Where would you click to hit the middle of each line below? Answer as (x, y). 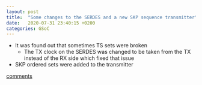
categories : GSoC (28, 28)
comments (20, 76)
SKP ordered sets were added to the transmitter (74, 65)
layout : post (23, 12)
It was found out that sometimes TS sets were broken (81, 45)
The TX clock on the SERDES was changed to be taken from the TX (107, 52)
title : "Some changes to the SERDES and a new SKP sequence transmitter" (102, 17)
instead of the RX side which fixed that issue (79, 58)
